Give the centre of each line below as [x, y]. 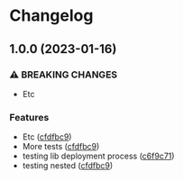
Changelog [51, 16]
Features [29, 117]
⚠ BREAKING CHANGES [64, 75]
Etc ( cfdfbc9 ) [47, 137]
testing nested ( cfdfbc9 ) [68, 166]
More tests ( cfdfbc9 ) [61, 147]
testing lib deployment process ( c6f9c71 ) [98, 156]
